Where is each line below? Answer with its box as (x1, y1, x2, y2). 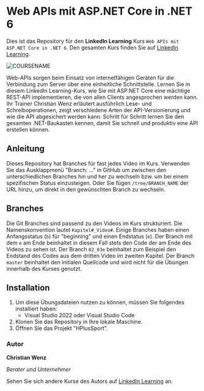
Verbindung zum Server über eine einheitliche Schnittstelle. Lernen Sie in (6, 81, 191, 88)
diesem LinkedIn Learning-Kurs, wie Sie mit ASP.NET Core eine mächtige (6, 87, 191, 94)
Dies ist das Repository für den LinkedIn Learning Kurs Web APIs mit (6, 37, 179, 45)
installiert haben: (15, 305, 57, 312)
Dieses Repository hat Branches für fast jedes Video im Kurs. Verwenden (6, 160, 191, 167)
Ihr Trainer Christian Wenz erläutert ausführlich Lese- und (6, 99, 152, 107)
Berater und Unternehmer (6, 365, 71, 373)
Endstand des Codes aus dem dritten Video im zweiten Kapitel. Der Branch (6, 252, 195, 259)
